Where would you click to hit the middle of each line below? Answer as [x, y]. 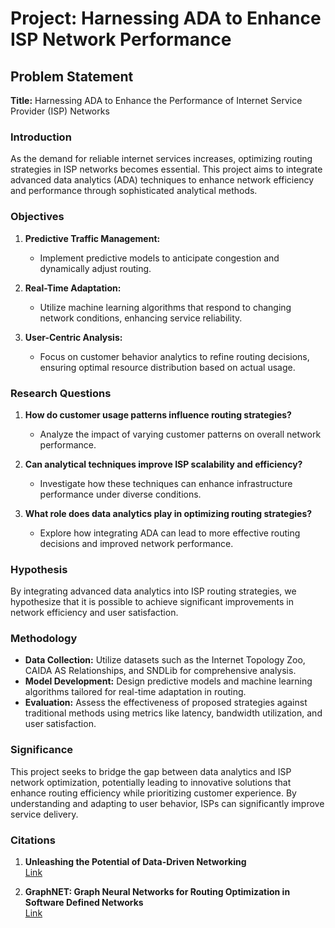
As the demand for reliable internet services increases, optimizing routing [161, 159]
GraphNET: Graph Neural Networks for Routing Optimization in [157, 892]
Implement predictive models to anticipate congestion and [159, 258]
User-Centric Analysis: [73, 337]
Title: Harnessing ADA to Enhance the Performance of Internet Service [156, 100]
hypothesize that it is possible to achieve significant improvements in [152, 602]
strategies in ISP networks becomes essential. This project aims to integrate [166, 169]
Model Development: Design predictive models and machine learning [168, 681]
